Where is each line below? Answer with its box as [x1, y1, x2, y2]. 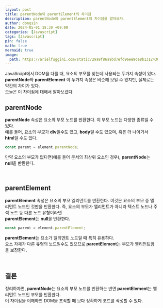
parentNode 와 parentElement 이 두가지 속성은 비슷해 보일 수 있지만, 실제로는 [5, 77, 154, 83]
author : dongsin [5, 20, 38, 26]
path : [9, 57, 21, 62]
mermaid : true [5, 48, 34, 52]
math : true [5, 43, 27, 48]
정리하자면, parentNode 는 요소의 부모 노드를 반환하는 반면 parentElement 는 [5, 286, 152, 291]
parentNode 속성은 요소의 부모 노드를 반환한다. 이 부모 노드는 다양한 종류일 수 [5, 117, 154, 123]
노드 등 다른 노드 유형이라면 [10, 209, 62, 215]
